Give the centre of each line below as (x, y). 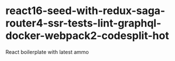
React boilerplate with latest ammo (47, 52)
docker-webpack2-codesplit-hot (87, 36)
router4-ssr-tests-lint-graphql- (83, 23)
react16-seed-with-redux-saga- (85, 11)
